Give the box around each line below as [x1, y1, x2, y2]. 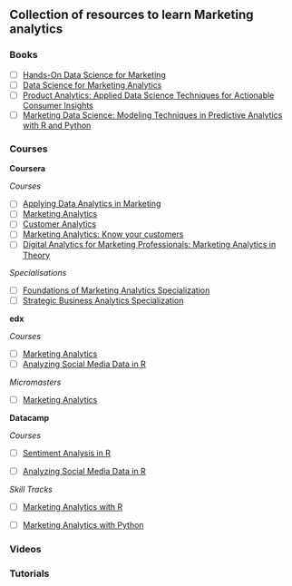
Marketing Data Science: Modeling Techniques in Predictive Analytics [22, 109, 283, 121]
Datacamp [9, 412, 50, 423]
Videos [9, 543, 42, 556]
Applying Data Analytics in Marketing [22, 199, 161, 210]
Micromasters [9, 376, 62, 387]
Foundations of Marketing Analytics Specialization [22, 285, 210, 296]
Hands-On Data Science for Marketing [22, 69, 166, 80]
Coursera [9, 163, 46, 174]
